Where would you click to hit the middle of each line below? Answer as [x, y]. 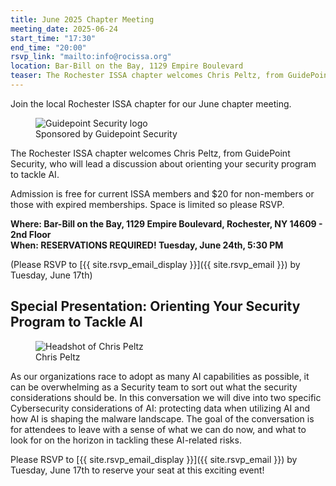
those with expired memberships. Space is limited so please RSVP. [147, 204]
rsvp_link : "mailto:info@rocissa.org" [91, 57]
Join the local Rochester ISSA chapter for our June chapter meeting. [151, 103]
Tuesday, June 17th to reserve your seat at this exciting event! [137, 470]
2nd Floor [31, 234]
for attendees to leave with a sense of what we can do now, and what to [158, 429]
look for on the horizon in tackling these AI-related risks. [126, 440]
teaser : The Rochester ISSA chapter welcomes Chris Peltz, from [147, 76]
